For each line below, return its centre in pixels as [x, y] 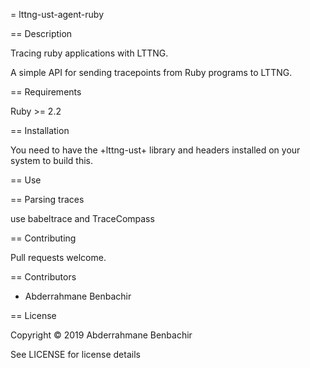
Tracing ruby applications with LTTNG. [89, 53]
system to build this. [52, 160]
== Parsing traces [47, 199]
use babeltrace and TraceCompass [82, 218]
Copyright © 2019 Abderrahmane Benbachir [101, 335]
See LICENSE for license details [75, 354]
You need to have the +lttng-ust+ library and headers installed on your [155, 150]
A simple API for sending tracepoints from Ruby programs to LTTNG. [151, 72]
